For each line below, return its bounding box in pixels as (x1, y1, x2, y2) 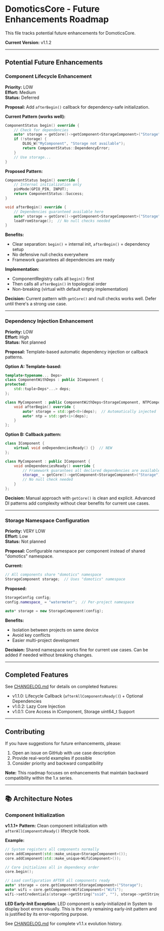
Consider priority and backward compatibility (12, 760, 103, 767)
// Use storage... (14, 155, 51, 160)
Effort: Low (5, 534, 28, 539)
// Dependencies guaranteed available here (14, 209, 104, 214)
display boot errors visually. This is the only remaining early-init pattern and (5, 906, 157, 911)
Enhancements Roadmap (5, 14, 109, 25)
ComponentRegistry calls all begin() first (12, 276, 94, 282)
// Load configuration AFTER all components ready (5, 878, 110, 883)
